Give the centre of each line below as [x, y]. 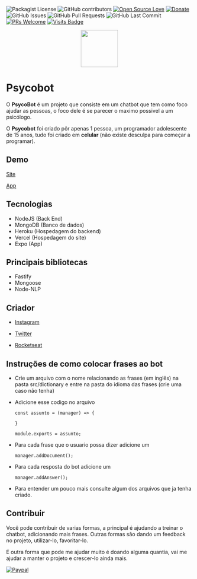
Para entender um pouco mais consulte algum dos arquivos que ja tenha [103, 489]
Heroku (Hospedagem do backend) [58, 231]
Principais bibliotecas [47, 262]
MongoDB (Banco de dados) [49, 225]
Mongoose [28, 283]
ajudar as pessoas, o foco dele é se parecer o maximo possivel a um [90, 110]
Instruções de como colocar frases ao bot [85, 364]
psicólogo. [19, 117]
